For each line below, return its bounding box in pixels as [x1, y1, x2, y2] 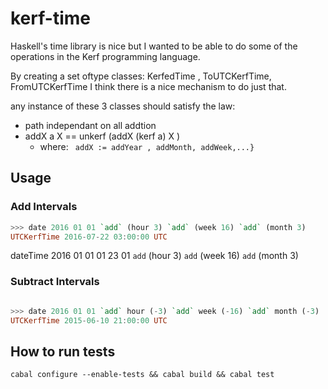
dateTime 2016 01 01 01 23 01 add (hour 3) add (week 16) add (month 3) [10, 250, 299, 262]
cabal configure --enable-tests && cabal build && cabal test [10, 370, 275, 380]
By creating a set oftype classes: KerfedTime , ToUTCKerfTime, [10, 70, 272, 82]
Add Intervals [10, 200, 78, 214]
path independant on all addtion [24, 119, 157, 131]
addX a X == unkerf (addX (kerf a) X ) [24, 130, 181, 142]
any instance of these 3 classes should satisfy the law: [10, 100, 236, 112]
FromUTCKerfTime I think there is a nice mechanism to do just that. [10, 80, 287, 92]
